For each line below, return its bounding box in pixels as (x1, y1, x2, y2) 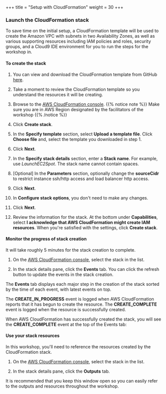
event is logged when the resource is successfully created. (5, 306, 126, 312)
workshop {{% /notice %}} (12, 112, 67, 118)
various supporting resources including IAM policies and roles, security (5, 38, 151, 44)
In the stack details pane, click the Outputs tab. (12, 368, 111, 374)
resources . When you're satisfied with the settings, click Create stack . (12, 224, 158, 230)
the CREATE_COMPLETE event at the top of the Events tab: (5, 321, 127, 327)
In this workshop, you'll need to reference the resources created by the (5, 343, 151, 349)
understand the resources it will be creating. (12, 91, 103, 97)
